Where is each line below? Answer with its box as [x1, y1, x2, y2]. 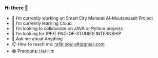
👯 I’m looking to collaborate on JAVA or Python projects [11, 26, 123, 31]
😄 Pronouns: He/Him [11, 48, 55, 54]
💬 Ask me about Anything [11, 36, 63, 42]
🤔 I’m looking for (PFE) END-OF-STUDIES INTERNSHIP [11, 31, 121, 37]
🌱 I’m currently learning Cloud [11, 20, 72, 26]
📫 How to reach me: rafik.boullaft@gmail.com [11, 41, 105, 47]
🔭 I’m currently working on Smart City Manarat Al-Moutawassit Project [11, 15, 153, 21]
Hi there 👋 [4, 4, 29, 11]
